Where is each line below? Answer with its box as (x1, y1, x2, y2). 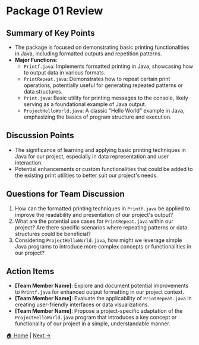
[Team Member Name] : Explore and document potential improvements (14, 282, 189, 290)
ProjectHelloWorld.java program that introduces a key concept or (14, 314, 177, 321)
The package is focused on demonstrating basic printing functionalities (14, 43, 189, 51)
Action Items (6, 266, 55, 276)
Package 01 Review (6, 4, 103, 18)
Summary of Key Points (6, 28, 95, 38)
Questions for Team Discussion (6, 189, 125, 199)
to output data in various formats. (23, 69, 106, 76)
